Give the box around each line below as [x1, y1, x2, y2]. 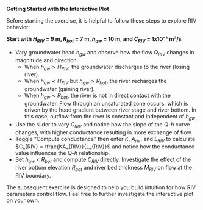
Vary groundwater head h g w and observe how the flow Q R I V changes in [15, 48, 194, 57]
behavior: [6, 24, 30, 31]
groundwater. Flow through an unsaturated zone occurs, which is [24, 100, 188, 107]
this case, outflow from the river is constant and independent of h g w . [24, 112, 197, 121]
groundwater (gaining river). [24, 85, 96, 93]
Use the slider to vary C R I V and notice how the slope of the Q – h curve [15, 120, 190, 129]
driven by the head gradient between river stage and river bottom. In [24, 106, 197, 114]
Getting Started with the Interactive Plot [6, 5, 110, 12]
